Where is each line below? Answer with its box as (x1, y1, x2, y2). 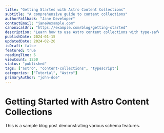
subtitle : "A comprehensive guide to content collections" (5, 12, 128, 17)
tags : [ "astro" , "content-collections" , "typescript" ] (5, 66, 119, 71)
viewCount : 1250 (5, 57, 38, 62)
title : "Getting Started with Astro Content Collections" (5, 7, 125, 12)
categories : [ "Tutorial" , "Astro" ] (5, 71, 78, 76)
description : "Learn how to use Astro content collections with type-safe (5, 30, 161, 35)
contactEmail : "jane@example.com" (5, 20, 76, 26)
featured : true (5, 48, 36, 53)
